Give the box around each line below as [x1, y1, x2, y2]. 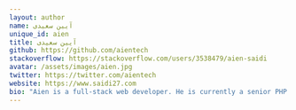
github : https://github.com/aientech [9, 46, 149, 55]
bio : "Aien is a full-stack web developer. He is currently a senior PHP [9, 87, 288, 96]
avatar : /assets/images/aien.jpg [9, 63, 133, 72]
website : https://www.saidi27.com [9, 79, 137, 88]
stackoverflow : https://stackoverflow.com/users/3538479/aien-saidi [9, 54, 268, 63]
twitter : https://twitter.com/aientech [9, 71, 157, 80]
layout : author [9, 12, 66, 22]
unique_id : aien [9, 29, 69, 38]
